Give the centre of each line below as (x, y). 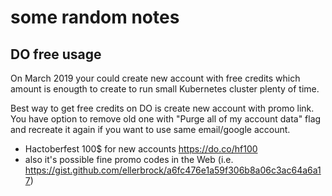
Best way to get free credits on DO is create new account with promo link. (162, 108)
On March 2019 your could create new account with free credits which (155, 78)
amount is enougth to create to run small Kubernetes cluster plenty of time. (165, 89)
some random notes (95, 17)
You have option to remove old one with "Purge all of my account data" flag (166, 119)
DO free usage (56, 54)
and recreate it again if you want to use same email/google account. (150, 129)
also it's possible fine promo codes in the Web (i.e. (129, 159)
